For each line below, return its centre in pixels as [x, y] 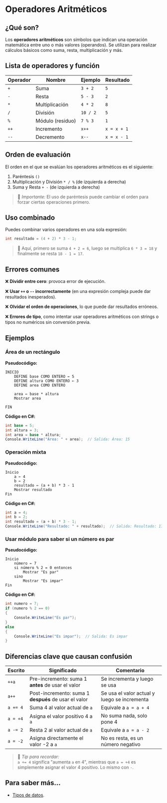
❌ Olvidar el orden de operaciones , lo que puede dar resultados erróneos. [82, 307]
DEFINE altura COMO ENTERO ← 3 [46, 381]
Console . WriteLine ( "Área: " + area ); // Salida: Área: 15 [68, 439]
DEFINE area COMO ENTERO [40, 385]
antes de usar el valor [55, 685]
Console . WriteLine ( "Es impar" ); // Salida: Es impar [71, 636]
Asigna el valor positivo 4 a [61, 716]
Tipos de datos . [28, 795]
